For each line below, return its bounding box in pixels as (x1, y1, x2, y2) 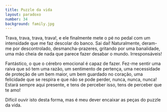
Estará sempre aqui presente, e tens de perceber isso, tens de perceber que (5, 82, 162, 88)
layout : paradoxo (5, 12, 41, 17)
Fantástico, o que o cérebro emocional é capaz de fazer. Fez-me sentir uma (5, 60, 161, 66)
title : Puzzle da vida (5, 7, 52, 12)
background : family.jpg (5, 21, 55, 26)
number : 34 (5, 16, 28, 21)
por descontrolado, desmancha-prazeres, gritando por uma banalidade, (12, 45, 161, 51)
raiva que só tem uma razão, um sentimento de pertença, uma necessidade (5, 66, 161, 72)
